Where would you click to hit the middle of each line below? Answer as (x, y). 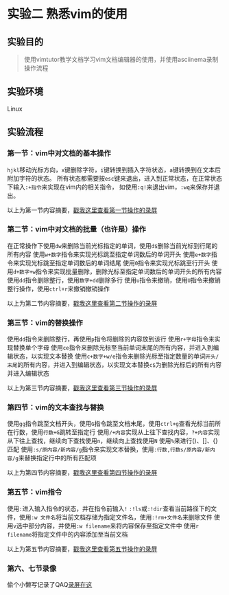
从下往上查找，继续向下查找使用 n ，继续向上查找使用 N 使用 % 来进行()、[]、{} (112, 441)
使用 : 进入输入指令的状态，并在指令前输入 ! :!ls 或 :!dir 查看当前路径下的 (109, 508)
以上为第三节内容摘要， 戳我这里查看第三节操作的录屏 (82, 388)
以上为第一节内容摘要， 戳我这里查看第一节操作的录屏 (82, 210)
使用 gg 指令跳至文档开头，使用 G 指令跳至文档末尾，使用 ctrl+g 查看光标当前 (111, 424)
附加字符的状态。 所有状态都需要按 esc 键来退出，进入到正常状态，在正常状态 (115, 178)
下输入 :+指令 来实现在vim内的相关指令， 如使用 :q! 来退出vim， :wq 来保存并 (111, 187)
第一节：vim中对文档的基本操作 (59, 153)
